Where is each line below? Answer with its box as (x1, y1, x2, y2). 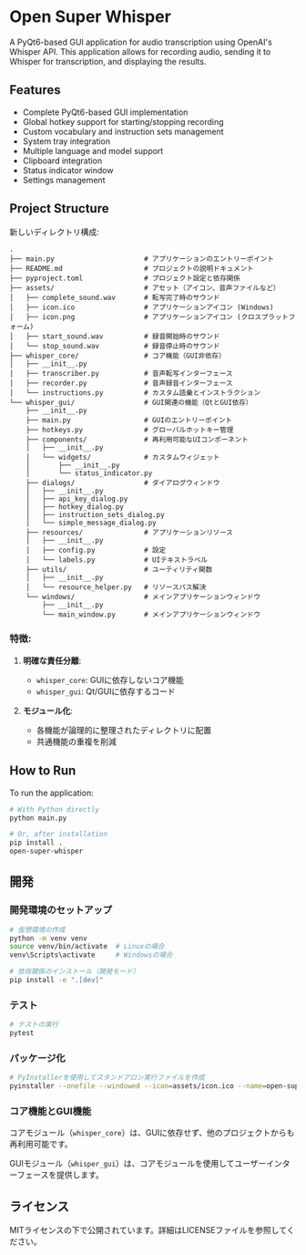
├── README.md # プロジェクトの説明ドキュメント (9, 264, 254, 273)
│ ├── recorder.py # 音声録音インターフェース (9, 379, 233, 388)
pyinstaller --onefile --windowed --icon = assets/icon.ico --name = (9, 1082, 267, 1091)
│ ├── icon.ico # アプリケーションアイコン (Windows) (9, 303, 274, 312)
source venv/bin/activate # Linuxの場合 (9, 942, 165, 951)
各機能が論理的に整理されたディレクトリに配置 (36, 724, 212, 735)
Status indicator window (22, 164, 114, 175)
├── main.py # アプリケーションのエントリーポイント (9, 254, 275, 264)
